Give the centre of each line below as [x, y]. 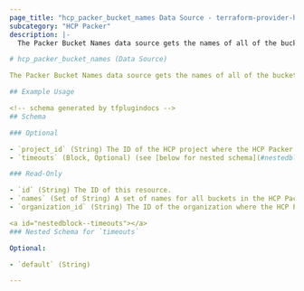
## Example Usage [42, 92]
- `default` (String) [50, 264]
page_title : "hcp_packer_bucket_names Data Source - [111, 18]
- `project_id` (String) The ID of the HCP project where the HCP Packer [152, 149]
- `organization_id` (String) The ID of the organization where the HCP [149, 207]
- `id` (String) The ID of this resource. [90, 191]
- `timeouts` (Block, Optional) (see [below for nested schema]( [135, 158]
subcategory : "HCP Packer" [60, 26]
